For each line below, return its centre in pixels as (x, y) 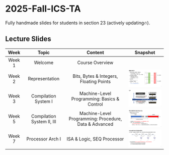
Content (95, 53)
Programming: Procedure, (95, 119)
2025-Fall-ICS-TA (43, 9)
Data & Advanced (95, 124)
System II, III (44, 121)
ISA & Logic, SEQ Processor (95, 139)
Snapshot (145, 53)
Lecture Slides (28, 39)
